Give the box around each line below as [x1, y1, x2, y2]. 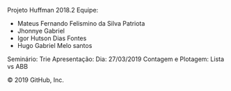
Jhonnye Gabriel [17, 27, 65, 35]
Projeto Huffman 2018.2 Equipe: [7, 6, 99, 14]
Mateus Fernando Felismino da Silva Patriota [17, 19, 145, 27]
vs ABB [7, 63, 29, 70]
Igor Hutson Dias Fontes [17, 34, 87, 42]
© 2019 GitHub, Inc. [7, 76, 65, 84]
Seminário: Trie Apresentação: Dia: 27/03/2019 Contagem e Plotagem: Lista [7, 55, 225, 63]
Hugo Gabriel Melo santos [17, 42, 93, 49]
